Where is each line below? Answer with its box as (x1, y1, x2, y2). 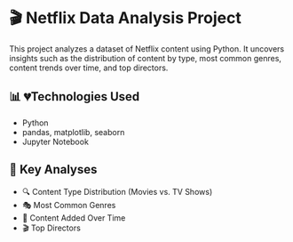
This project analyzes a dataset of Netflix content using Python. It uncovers (9, 43, 285, 54)
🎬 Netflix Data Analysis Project (9, 8, 242, 28)
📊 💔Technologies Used (9, 89, 140, 104)
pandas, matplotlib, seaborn (21, 126, 125, 137)
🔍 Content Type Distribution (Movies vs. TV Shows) (21, 186, 213, 197)
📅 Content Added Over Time (21, 212, 126, 223)
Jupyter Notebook (21, 136, 89, 147)
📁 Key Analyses (9, 162, 98, 177)
